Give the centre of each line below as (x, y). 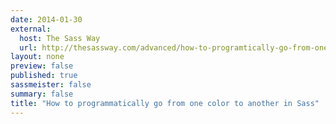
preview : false (42, 66)
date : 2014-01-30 (46, 19)
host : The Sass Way (60, 38)
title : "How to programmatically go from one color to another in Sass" (165, 103)
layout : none (37, 57)
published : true (44, 76)
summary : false (42, 94)
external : (31, 29)
